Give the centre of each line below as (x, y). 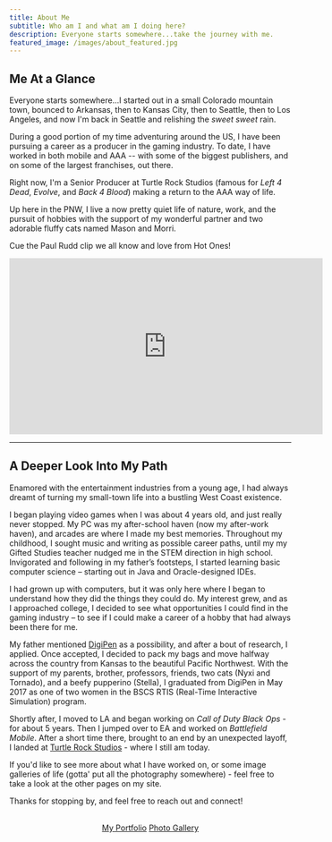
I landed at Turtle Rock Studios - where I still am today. (110, 747)
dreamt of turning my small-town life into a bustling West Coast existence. (146, 497)
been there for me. (44, 626)
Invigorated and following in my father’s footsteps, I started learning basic (145, 562)
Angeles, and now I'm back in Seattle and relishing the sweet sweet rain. (143, 119)
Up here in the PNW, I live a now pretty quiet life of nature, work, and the (143, 209)
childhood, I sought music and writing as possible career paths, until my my (149, 543)
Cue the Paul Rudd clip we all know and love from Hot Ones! (120, 246)
